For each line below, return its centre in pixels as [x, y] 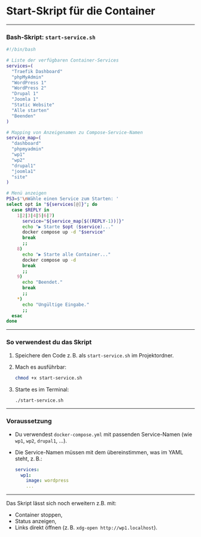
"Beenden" [24, 116]
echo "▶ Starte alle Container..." [66, 254]
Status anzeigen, [36, 521]
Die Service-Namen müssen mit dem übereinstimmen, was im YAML [99, 452]
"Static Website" [33, 105]
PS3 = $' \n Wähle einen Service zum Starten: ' [63, 199]
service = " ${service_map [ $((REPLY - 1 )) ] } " [73, 221]
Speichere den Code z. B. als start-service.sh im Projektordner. [94, 355]
